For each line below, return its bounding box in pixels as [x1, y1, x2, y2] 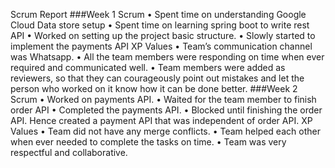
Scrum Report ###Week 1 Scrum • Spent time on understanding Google [10, 9, 307, 20]
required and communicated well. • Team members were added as [10, 62, 286, 73]
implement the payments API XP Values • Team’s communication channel [10, 40, 313, 52]
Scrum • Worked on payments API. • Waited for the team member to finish [10, 94, 317, 105]
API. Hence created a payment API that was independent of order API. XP [10, 115, 313, 126]
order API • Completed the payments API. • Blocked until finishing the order [10, 104, 323, 116]
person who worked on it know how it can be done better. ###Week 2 [10, 83, 298, 94]
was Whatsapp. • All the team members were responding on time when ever [10, 51, 325, 63]
